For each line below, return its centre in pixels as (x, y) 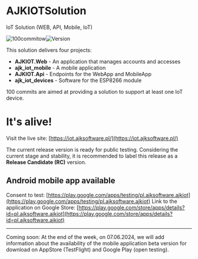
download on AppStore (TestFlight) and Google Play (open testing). (88, 250)
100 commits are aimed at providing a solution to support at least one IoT (95, 91)
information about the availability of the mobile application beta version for (96, 243)
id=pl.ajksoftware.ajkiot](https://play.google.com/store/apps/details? (89, 214)
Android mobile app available (61, 181)
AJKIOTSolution (46, 11)
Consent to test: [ (27, 195)
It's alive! (29, 122)
